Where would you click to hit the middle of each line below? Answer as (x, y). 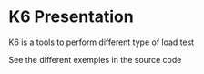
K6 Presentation (71, 17)
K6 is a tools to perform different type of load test (102, 42)
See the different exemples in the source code (95, 59)
